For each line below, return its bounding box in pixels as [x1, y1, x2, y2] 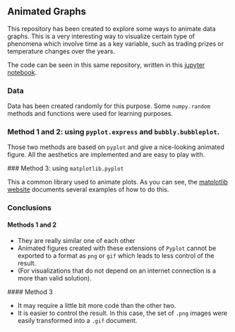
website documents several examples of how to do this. [7, 185, 169, 194]
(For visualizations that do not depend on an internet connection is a [17, 266, 217, 275]
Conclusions [7, 203, 52, 213]
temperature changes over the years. [7, 47, 115, 55]
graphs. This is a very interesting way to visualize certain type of [7, 32, 195, 40]
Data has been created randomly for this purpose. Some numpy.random [7, 102, 210, 110]
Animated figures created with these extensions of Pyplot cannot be [17, 244, 217, 252]
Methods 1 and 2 [7, 220, 56, 229]
